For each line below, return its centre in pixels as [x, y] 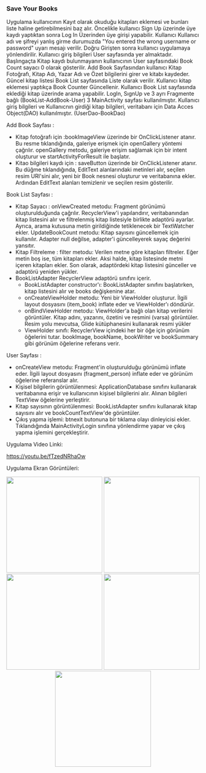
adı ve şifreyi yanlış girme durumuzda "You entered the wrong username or [101, 42]
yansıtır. [25, 246]
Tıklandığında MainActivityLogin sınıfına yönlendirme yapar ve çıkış [100, 426]
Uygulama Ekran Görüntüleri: [43, 468]
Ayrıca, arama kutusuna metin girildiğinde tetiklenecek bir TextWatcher [105, 226]
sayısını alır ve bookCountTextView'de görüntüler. [78, 413]
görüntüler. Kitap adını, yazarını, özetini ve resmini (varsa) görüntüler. [112, 317]
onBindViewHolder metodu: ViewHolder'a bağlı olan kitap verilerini [109, 311]
